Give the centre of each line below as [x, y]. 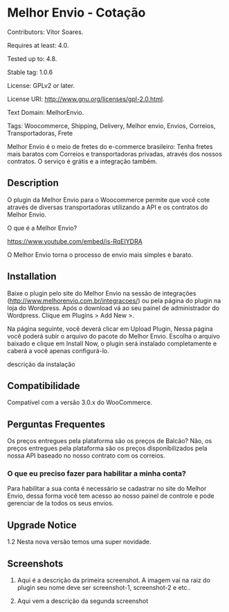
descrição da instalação [41, 364]
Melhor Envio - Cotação [76, 13]
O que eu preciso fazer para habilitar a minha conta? [97, 474]
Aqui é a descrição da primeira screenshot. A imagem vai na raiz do [114, 580]
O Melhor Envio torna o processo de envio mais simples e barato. [100, 255]
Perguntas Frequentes [56, 424]
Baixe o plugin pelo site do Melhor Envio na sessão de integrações [102, 293]
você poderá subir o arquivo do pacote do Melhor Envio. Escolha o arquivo [113, 336]
